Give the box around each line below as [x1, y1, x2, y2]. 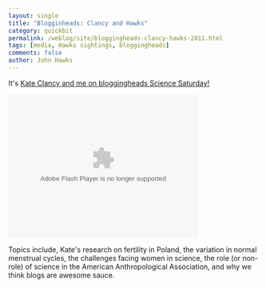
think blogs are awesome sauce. [8, 270, 115, 280]
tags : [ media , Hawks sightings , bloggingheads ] [8, 42, 170, 50]
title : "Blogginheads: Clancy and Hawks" [8, 19, 149, 27]
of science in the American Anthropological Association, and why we [25, 262, 252, 271]
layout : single [8, 11, 59, 20]
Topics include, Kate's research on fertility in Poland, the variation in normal [8, 245, 257, 254]
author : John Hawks [8, 57, 73, 65]
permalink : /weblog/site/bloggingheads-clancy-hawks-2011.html [8, 34, 224, 42]
